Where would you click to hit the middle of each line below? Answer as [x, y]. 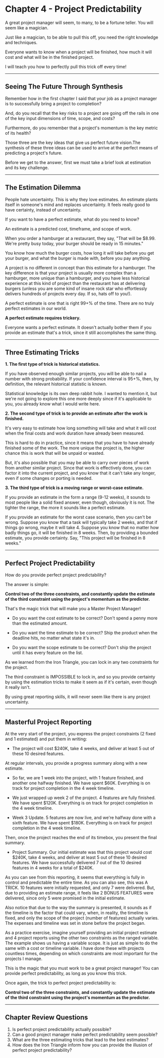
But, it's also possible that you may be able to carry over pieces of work [77, 463]
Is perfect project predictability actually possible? [61, 1029]
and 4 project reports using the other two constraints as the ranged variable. [82, 938]
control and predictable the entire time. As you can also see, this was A [76, 882]
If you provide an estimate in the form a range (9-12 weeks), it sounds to [78, 497]
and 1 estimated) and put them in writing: [46, 739]
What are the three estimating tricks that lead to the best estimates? [80, 1039]
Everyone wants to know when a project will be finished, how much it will [79, 52]
